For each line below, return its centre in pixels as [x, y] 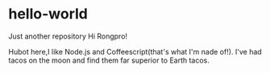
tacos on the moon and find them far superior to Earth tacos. [109, 60]
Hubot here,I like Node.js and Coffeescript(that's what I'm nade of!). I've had [135, 51]
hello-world [48, 14]
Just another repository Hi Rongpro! [68, 36]
